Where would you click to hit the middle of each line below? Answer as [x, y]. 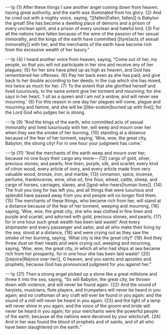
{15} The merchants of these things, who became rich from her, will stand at [83, 201]
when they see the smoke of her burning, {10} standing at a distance [76, 133]
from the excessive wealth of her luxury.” [47, 50]
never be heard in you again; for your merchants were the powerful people [82, 311]
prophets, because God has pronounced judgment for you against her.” [78, 264]
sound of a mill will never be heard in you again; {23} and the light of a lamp [83, 301]
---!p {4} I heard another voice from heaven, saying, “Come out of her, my [81, 59]
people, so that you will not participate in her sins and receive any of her [79, 65]
